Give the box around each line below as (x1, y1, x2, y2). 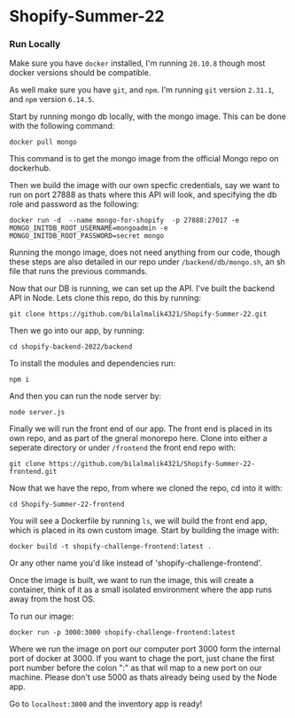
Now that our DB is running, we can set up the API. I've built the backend (9, 283, 275, 294)
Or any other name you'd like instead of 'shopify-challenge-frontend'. (9, 557, 263, 569)
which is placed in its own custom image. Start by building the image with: (9, 525, 279, 536)
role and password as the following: (9, 199, 140, 209)
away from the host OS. (9, 594, 96, 604)
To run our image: (9, 611, 74, 622)
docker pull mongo (9, 138, 77, 147)
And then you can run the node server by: (9, 391, 162, 401)
